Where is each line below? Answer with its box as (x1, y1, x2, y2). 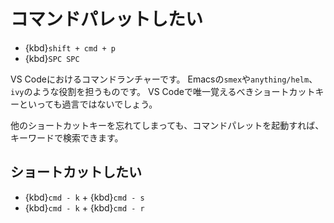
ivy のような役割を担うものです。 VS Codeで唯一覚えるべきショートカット (10, 85, 316, 97)
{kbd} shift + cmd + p (24, 41, 116, 54)
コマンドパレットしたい (10, 8, 204, 31)
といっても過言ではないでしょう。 (18, 98, 158, 110)
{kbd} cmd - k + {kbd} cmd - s (24, 191, 145, 203)
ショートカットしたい (10, 164, 142, 181)
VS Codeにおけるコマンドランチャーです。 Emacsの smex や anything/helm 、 (10, 73, 318, 85)
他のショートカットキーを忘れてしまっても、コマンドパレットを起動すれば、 (10, 119, 325, 131)
